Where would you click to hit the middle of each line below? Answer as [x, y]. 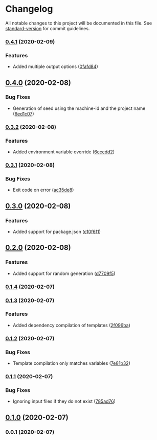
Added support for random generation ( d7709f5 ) [64, 273]
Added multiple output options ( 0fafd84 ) [55, 66]
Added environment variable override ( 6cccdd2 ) [64, 152]
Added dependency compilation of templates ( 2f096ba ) [71, 325]
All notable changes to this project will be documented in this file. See [79, 23]
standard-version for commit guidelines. [48, 28]
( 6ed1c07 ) [23, 113]
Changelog [29, 9]
